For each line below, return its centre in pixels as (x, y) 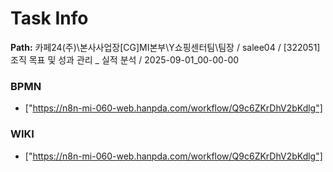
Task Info (49, 18)
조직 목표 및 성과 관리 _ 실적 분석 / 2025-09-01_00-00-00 (125, 59)
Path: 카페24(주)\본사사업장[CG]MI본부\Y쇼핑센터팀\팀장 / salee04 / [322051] (165, 47)
